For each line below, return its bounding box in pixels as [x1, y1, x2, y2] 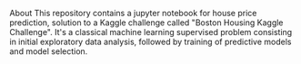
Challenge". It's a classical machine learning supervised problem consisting [9, 27, 293, 37]
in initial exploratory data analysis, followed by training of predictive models [9, 36, 292, 47]
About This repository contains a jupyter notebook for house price [9, 8, 257, 18]
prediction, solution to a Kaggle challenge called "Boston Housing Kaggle [9, 17, 284, 28]
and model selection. [9, 46, 88, 57]
